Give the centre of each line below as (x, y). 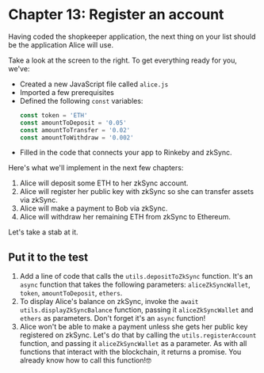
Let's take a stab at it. (43, 232)
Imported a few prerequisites (67, 92)
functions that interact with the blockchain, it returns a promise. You (130, 352)
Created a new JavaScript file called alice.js (94, 84)
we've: (19, 68)
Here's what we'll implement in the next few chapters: (96, 168)
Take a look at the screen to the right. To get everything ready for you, (123, 60)
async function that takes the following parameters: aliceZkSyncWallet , (135, 285)
